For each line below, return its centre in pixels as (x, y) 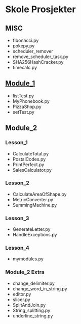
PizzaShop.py (27, 106)
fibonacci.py (26, 40)
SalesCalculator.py (32, 170)
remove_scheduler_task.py (40, 57)
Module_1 (20, 83)
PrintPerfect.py (28, 165)
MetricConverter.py (33, 199)
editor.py (22, 294)
